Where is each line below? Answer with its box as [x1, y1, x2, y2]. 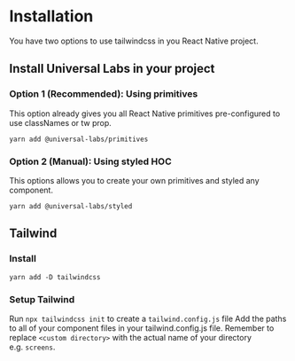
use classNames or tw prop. [9, 117, 113, 128]
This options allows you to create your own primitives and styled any [9, 175, 260, 185]
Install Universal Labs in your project [9, 61, 215, 76]
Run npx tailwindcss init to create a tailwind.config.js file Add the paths [9, 313, 287, 324]
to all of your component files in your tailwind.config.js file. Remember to [9, 322, 275, 334]
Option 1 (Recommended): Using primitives [9, 88, 198, 100]
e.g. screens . [9, 341, 56, 352]
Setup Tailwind [9, 293, 75, 305]
